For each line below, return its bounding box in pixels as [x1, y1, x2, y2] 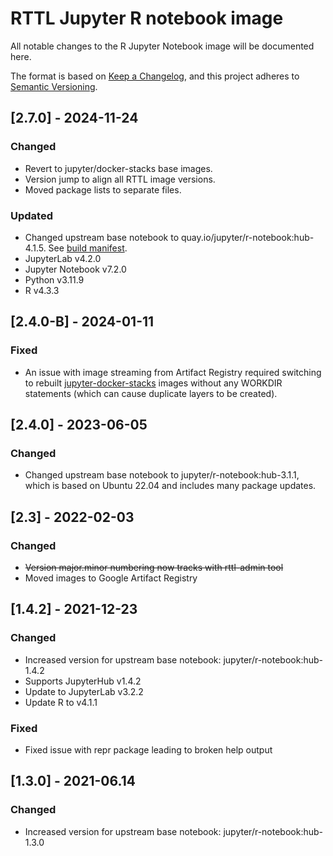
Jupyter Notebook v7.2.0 [24, 263, 127, 275]
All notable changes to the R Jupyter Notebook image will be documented [10, 40, 315, 52]
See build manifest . [48, 242, 128, 254]
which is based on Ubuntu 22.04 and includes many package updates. [24, 480, 317, 492]
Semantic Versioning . [10, 80, 98, 92]
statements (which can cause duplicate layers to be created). [24, 387, 278, 399]
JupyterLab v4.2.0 [24, 252, 102, 264]
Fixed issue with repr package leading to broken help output [24, 743, 273, 756]
